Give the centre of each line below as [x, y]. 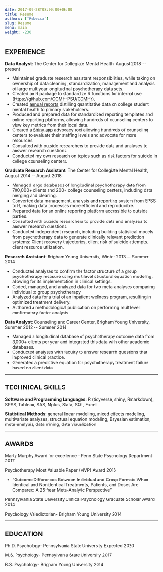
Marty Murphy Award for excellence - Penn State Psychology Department [79, 456]
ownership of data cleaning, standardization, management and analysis [83, 83]
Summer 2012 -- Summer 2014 [36, 327]
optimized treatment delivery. [41, 302]
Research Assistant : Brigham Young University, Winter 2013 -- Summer [77, 257]
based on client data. [33, 368]
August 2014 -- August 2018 [33, 175]
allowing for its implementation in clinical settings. [62, 281]
